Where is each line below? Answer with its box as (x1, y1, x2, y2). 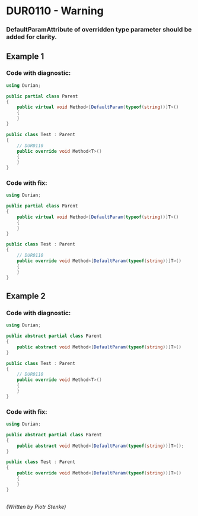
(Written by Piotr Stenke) (6, 504, 66, 511)
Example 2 (6, 291, 46, 301)
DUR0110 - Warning (6, 4, 104, 18)
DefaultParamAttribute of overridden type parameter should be (6, 26, 192, 34)
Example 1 (6, 51, 44, 61)
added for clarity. (6, 33, 58, 41)
